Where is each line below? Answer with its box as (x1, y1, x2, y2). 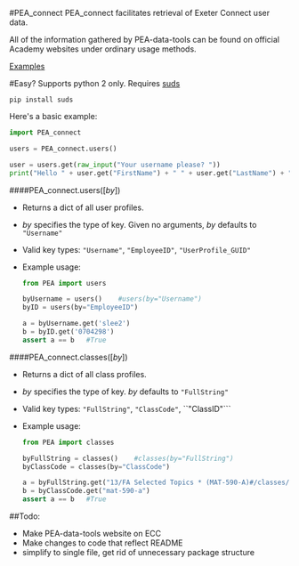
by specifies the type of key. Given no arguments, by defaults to (21, 219, 257, 230)
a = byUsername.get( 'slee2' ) (21, 319, 131, 328)
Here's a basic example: (9, 111, 98, 121)
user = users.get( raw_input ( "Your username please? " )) (9, 160, 221, 169)
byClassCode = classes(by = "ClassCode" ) (21, 462, 171, 471)
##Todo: (9, 511, 41, 522)
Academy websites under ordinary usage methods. (9, 44, 198, 54)
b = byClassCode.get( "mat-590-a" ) (21, 487, 150, 496)
